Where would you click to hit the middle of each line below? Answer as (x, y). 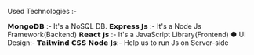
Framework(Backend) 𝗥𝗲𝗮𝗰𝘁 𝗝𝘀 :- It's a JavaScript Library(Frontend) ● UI (127, 34)
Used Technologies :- (42, 11)
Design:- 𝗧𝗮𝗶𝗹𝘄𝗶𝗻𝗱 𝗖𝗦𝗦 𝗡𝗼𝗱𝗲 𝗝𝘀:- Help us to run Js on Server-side (118, 43)
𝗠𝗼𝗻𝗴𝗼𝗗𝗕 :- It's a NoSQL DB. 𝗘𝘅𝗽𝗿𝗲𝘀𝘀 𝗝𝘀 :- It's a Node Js (104, 26)
